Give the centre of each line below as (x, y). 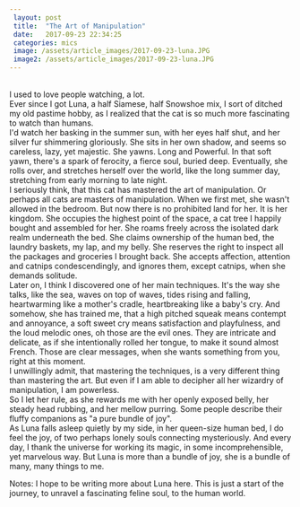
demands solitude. (43, 275)
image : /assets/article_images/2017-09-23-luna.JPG (111, 51)
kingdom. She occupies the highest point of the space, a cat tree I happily (146, 218)
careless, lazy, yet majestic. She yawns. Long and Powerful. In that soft (140, 152)
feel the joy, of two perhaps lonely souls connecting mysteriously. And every (150, 437)
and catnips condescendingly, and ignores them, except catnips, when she (148, 266)
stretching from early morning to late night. (89, 180)
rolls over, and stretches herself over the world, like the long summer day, (145, 170)
